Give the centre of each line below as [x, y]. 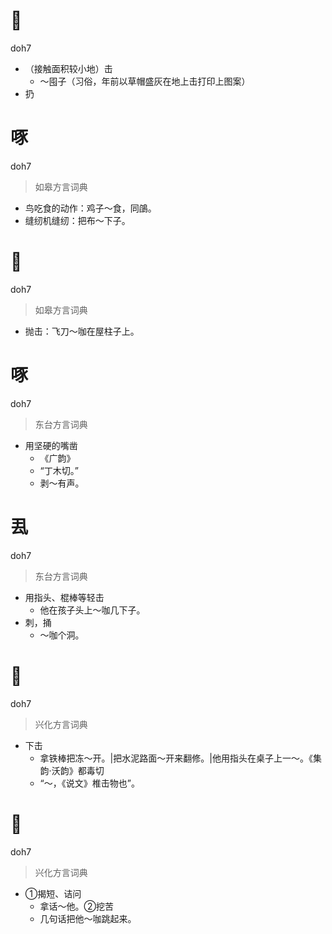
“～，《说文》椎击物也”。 [89, 783]
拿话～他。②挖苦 [77, 906]
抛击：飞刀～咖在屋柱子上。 [82, 331]
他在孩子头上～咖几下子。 [92, 610]
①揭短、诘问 [53, 893]
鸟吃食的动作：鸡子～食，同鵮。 [90, 208]
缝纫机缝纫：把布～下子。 [77, 220]
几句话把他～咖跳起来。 [88, 918]
